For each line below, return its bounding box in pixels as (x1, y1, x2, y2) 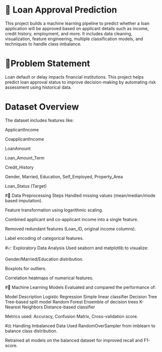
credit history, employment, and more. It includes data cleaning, (5, 31, 132, 36)
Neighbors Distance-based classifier (21, 304, 96, 310)
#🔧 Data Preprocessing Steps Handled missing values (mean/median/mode (5, 192, 156, 198)
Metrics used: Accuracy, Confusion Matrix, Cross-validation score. (5, 313, 138, 319)
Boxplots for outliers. (5, 265, 47, 271)
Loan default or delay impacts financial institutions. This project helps (5, 74, 144, 80)
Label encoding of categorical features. (5, 235, 84, 241)
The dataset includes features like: (5, 117, 74, 123)
